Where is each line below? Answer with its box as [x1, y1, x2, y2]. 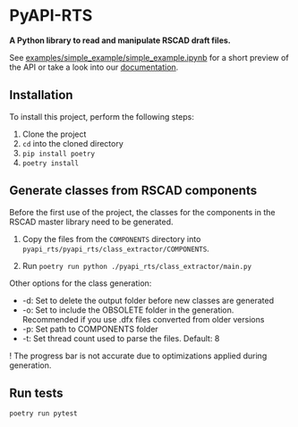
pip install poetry [21, 149, 96, 158]
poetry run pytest [9, 409, 78, 418]
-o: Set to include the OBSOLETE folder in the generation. [21, 305, 234, 315]
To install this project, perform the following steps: [9, 111, 194, 121]
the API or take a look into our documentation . [9, 62, 179, 72]
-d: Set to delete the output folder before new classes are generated [21, 295, 275, 306]
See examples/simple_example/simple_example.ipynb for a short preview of [9, 52, 289, 63]
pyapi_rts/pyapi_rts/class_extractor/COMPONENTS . [21, 243, 210, 254]
